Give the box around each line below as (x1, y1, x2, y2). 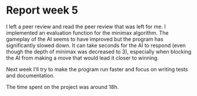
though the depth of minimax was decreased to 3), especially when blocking (6, 48, 192, 55)
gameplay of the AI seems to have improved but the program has (6, 35, 163, 42)
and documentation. (6, 72, 55, 79)
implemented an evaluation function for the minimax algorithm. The (6, 29, 169, 36)
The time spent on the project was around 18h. (6, 83, 119, 90)
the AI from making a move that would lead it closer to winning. (6, 54, 159, 61)
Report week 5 (6, 4, 78, 17)
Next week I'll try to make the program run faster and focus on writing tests (6, 65, 188, 72)
